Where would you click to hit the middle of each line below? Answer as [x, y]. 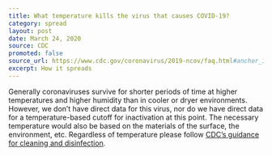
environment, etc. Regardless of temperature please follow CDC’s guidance [134, 134]
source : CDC [28, 46]
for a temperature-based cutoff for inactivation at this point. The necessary [134, 117]
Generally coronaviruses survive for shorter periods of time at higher [123, 91]
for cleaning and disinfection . [57, 143]
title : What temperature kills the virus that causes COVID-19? [119, 16]
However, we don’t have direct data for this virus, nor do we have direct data [136, 108]
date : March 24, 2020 [45, 38]
